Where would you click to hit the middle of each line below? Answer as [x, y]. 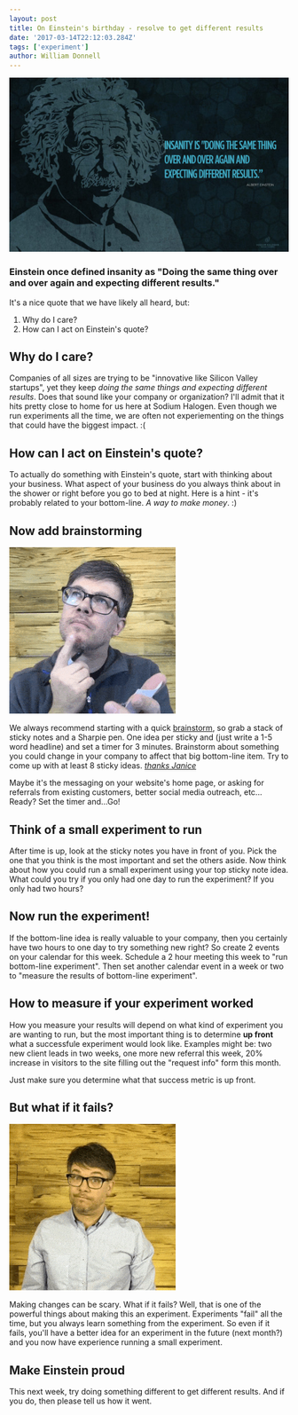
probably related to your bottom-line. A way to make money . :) [123, 503]
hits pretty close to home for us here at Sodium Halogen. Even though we [143, 406]
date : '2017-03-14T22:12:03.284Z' [73, 37]
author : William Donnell [55, 56]
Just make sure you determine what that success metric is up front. [133, 1080]
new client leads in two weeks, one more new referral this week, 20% [136, 1053]
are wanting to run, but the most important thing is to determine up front [141, 1034]
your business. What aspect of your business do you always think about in [145, 484]
